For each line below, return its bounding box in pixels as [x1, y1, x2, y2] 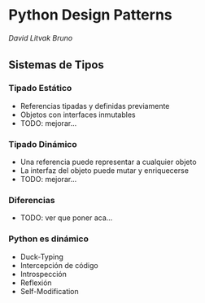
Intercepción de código [20, 260, 99, 270]
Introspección [20, 269, 68, 279]
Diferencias [8, 194, 55, 206]
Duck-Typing [20, 252, 63, 262]
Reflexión [20, 278, 52, 288]
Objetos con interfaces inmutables [20, 110, 136, 119]
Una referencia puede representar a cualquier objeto [20, 157, 197, 167]
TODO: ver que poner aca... [20, 213, 113, 223]
